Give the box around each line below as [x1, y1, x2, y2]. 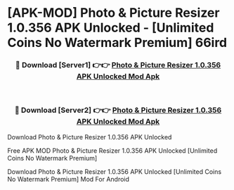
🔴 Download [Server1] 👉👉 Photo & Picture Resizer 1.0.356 [15, 60, 221, 70]
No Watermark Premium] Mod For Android [7, 175, 130, 183]
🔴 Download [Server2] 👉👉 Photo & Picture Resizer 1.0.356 [14, 105, 222, 115]
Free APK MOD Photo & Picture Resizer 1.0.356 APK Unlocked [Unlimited [7, 146, 218, 155]
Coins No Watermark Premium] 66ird [7, 35, 228, 50]
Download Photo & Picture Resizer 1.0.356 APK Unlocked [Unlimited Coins [7, 167, 222, 176]
